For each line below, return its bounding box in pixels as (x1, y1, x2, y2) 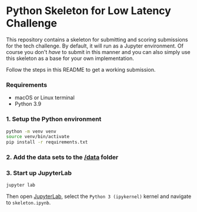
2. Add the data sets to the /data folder (6, 153, 119, 161)
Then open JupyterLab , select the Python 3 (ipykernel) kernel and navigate (6, 193, 192, 200)
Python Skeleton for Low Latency (6, 4, 172, 18)
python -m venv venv (6, 128, 57, 134)
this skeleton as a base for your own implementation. (6, 55, 134, 62)
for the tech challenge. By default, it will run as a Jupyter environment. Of (6, 42, 184, 49)
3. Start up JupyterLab (6, 169, 72, 177)
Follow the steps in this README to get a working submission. (6, 66, 156, 73)
